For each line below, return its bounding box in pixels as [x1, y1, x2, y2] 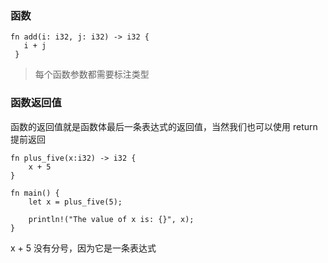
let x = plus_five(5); [28, 197, 123, 207]
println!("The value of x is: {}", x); [28, 214, 195, 224]
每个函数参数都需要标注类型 [34, 68, 150, 81]
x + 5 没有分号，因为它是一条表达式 [10, 242, 157, 254]
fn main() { [10, 188, 60, 198]
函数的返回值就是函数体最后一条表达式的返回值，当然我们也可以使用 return [10, 120, 318, 132]
